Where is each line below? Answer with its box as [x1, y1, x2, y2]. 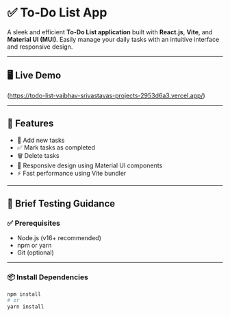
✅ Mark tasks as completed [16, 143, 96, 152]
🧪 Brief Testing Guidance [7, 198, 116, 209]
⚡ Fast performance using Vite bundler [16, 169, 127, 177]
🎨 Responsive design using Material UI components [16, 161, 163, 169]
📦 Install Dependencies [7, 272, 89, 282]
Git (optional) [16, 248, 55, 257]
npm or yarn [16, 242, 52, 250]
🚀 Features [7, 118, 54, 130]
